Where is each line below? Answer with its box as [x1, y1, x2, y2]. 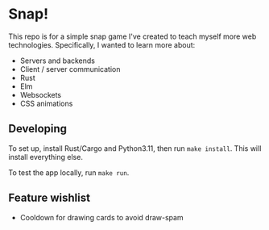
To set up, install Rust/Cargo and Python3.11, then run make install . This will [8, 143, 262, 153]
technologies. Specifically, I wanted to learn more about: [8, 40, 196, 49]
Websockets [19, 90, 62, 99]
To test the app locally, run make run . [8, 167, 130, 178]
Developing [8, 122, 67, 136]
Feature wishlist [8, 191, 91, 205]
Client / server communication [19, 64, 121, 73]
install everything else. [8, 152, 83, 161]
